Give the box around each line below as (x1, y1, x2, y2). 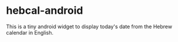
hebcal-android (6, 4, 83, 17)
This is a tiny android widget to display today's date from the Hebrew (6, 23, 173, 30)
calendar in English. (6, 29, 54, 36)
